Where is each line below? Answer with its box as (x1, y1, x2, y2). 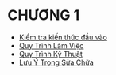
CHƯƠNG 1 (7, 6, 80, 24)
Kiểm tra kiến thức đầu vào (18, 32, 108, 42)
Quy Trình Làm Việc (18, 40, 84, 50)
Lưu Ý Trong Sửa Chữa (18, 58, 95, 67)
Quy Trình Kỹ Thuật (18, 49, 83, 58)
